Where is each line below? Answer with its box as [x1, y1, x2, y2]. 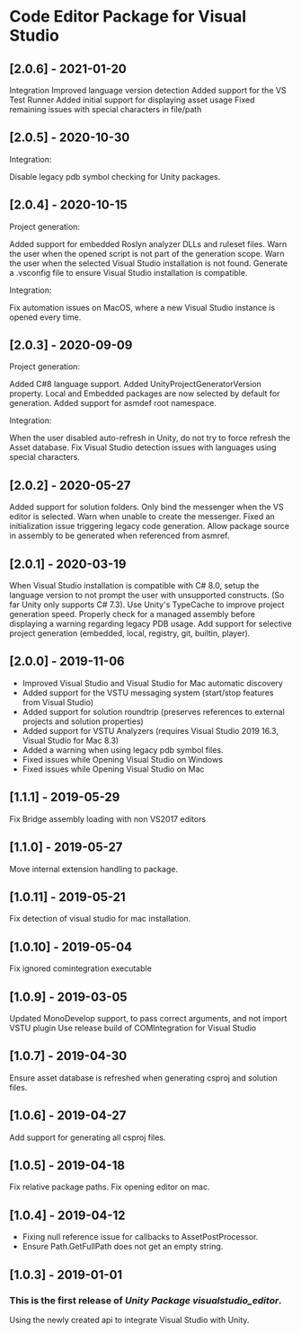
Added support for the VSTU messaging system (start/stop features [22, 687, 274, 698]
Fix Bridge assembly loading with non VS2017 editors [9, 813, 207, 824]
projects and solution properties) [22, 716, 144, 727]
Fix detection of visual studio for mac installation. [9, 914, 191, 924]
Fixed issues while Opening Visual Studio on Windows [22, 754, 223, 764]
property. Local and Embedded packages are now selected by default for [9, 388, 280, 399]
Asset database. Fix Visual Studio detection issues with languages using [9, 442, 277, 453]
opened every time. [9, 312, 82, 322]
